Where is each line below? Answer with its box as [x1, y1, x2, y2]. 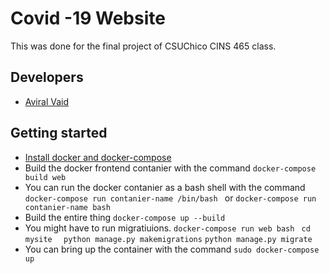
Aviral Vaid [24, 95, 69, 107]
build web [24, 172, 67, 182]
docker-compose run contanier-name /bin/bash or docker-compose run [24, 192, 317, 204]
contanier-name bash [24, 202, 111, 212]
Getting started [10, 125, 108, 142]
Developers [10, 69, 84, 86]
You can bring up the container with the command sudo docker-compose [24, 243, 320, 255]
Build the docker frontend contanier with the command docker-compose [24, 162, 317, 174]
